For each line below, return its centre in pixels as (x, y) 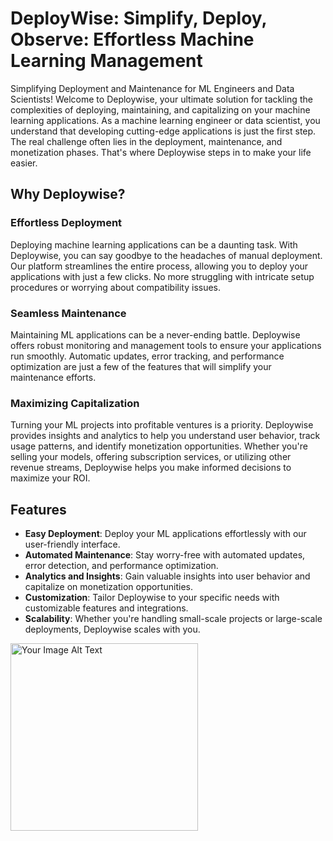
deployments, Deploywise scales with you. (112, 629)
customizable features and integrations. (106, 608)
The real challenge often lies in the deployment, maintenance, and (146, 141)
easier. (24, 163)
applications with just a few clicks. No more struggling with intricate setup (162, 276)
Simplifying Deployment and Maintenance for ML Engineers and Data (152, 88)
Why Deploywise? (68, 194)
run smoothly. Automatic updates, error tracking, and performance (147, 356)
